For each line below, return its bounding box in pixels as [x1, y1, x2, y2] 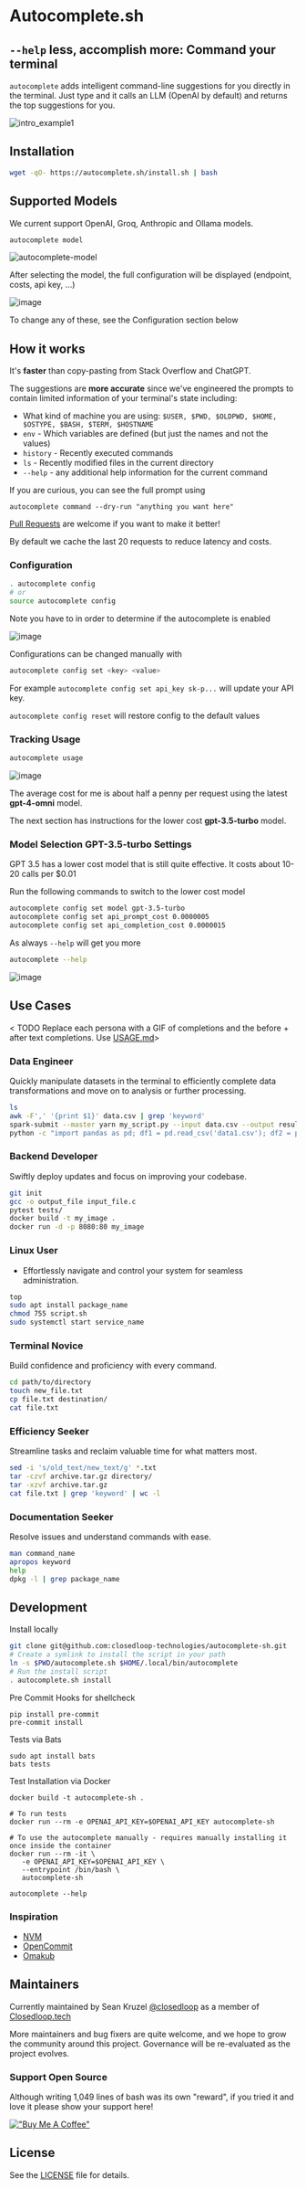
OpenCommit [22, 1940, 73, 1951]
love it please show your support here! [9, 2101, 154, 2112]
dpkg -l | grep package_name [9, 1574, 120, 1583]
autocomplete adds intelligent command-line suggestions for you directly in [9, 80, 291, 91]
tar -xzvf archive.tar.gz [9, 1480, 107, 1489]
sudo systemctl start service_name [9, 1317, 145, 1327]
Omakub [22, 1950, 56, 1961]
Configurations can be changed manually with [9, 649, 182, 660]
